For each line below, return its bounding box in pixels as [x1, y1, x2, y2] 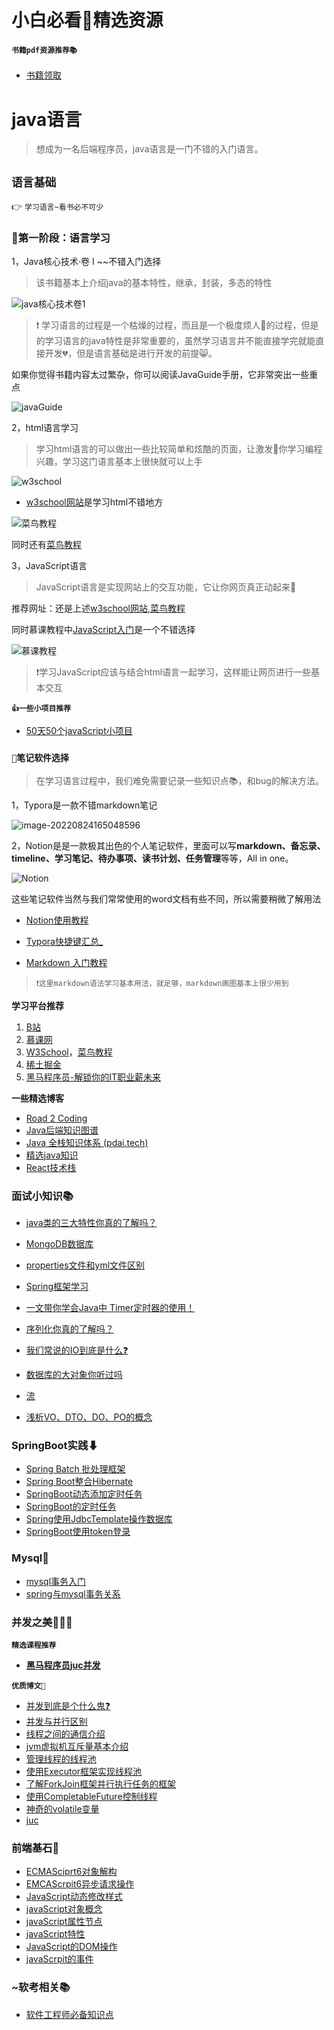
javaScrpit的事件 [25, 1953, 94, 1965]
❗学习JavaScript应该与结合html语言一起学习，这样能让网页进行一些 [35, 666, 312, 678]
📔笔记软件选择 [11, 752, 69, 764]
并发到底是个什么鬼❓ [25, 1699, 111, 1711]
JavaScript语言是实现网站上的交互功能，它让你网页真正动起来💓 [35, 581, 297, 593]
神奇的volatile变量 [25, 1802, 100, 1815]
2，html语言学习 [11, 422, 79, 434]
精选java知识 [25, 1149, 79, 1161]
